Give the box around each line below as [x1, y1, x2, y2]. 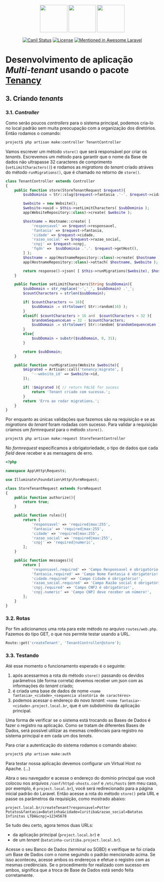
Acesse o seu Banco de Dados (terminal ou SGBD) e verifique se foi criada [5, 846, 155, 852]
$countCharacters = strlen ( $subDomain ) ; [23, 291, 106, 296]
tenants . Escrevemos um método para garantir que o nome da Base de [5, 153, 147, 159]
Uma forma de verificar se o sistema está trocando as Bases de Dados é [5, 717, 151, 723]
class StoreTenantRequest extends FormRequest [5, 486, 102, 491]
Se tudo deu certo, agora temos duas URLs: [5, 822, 93, 828]
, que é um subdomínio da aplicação [67, 703, 140, 709]
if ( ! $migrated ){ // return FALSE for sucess [23, 385, 119, 390]
